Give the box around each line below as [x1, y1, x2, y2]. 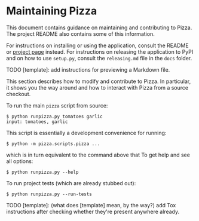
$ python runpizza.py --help [6, 169, 79, 175]
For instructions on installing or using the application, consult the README [6, 42, 189, 49]
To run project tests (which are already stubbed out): [6, 179, 136, 186]
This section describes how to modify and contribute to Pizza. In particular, [6, 78, 191, 85]
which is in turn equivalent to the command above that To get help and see [6, 151, 190, 158]
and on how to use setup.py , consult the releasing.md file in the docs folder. [6, 54, 192, 62]
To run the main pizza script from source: [6, 102, 108, 109]
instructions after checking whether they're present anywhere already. [6, 208, 180, 215]
